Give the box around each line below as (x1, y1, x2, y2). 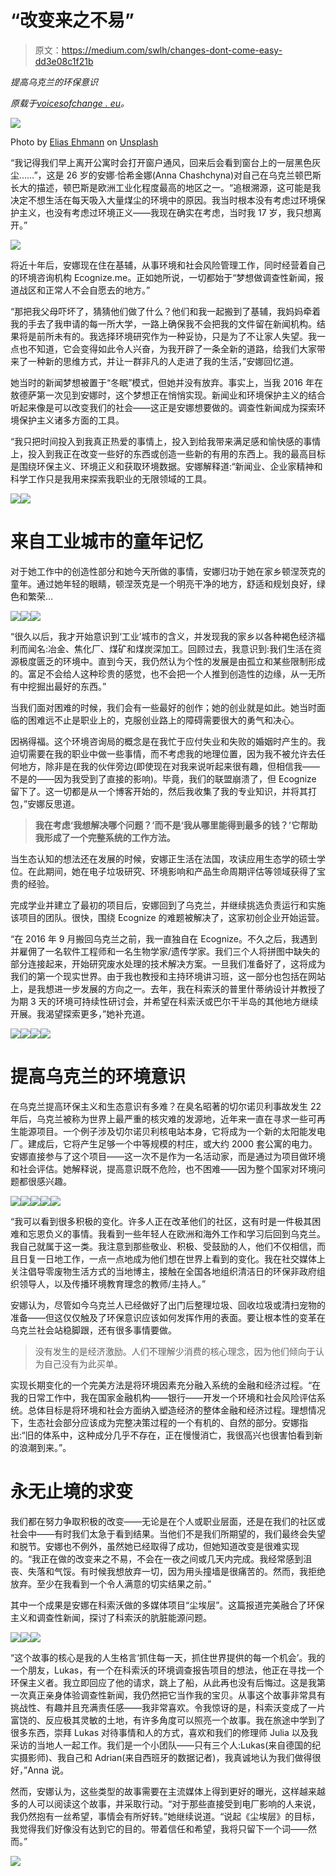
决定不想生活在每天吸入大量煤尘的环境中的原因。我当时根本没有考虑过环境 (10, 194, 317, 206)
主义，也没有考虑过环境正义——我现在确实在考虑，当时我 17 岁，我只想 (18, 206, 313, 218)
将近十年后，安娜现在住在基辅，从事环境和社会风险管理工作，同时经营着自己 (10, 259, 326, 271)
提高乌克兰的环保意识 (10, 76, 98, 88)
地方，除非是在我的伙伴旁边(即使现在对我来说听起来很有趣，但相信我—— (18, 760, 321, 772)
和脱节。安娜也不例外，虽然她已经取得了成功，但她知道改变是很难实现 (10, 1540, 300, 1552)
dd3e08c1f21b (34, 55, 94, 67)
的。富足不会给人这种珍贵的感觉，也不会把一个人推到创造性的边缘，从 (10, 667, 300, 680)
